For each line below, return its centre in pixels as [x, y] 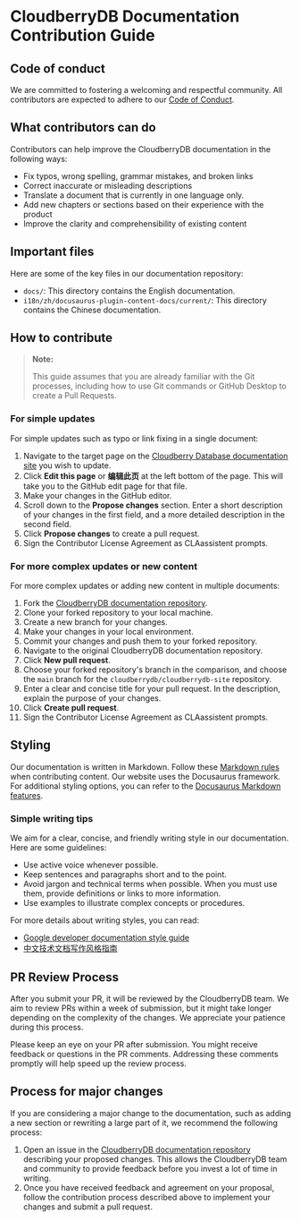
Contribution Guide [83, 35]
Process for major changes [87, 1092]
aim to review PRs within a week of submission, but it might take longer [141, 1008]
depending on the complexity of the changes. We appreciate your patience [148, 1017]
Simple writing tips [52, 818]
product [37, 214]
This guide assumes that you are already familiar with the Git [143, 377]
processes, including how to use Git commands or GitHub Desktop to [159, 386]
